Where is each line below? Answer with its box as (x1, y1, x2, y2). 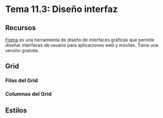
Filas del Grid (5, 77, 38, 84)
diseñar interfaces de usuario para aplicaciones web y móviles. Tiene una (5, 42, 158, 48)
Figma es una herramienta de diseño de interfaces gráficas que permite (5, 37, 155, 43)
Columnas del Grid (5, 90, 52, 97)
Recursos (5, 24, 36, 32)
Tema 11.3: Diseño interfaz (5, 4, 118, 15)
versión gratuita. (5, 48, 39, 53)
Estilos (5, 106, 27, 114)
